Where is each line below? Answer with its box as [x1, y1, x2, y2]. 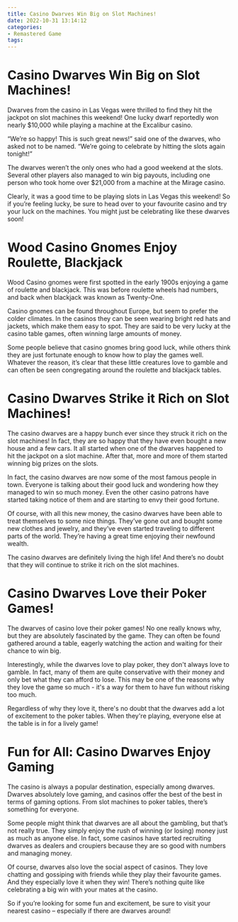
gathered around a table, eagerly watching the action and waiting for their [7, 639, 223, 647]
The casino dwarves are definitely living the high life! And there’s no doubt [7, 553, 225, 561]
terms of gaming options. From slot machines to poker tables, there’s [7, 797, 208, 806]
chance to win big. [7, 646, 62, 655]
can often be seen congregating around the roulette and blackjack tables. [7, 366, 222, 374]
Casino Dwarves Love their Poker [7, 585, 207, 602]
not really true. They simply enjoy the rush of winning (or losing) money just [7, 826, 228, 835]
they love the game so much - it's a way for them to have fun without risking [7, 682, 230, 691]
